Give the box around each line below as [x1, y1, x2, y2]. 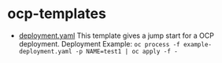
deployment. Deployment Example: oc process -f [18, 39, 180, 48]
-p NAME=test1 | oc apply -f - [75, 47, 178, 55]
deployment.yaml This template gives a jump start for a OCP [18, 31, 214, 40]
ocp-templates [7, 5, 107, 23]
